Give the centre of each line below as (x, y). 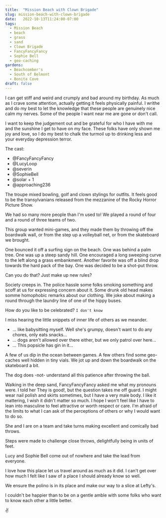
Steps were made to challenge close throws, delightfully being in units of (79, 441)
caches (13, 360)
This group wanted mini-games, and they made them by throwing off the (79, 229)
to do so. (14, 416)
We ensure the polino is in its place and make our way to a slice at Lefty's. (81, 485)
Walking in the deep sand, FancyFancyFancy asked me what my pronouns (81, 384)
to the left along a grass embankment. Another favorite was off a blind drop (82, 260)
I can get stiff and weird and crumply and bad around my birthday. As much (82, 98)
